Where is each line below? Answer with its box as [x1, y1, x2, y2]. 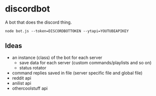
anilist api [12, 80, 31, 86]
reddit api [12, 75, 31, 81]
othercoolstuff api [12, 85, 48, 91]
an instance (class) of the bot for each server [12, 55, 103, 60]
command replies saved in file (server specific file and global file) [12, 70, 143, 76]
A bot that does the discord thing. [5, 19, 72, 25]
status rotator [19, 65, 47, 70]
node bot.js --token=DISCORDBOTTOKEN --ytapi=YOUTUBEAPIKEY [5, 28, 129, 33]
